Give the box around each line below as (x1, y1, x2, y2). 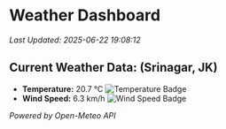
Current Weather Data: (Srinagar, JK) (9, 60, 219, 75)
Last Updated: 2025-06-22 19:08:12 (9, 34, 141, 45)
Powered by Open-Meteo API (9, 110, 117, 120)
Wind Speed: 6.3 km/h (21, 93, 105, 103)
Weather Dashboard (9, 5, 161, 26)
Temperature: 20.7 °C (21, 83, 104, 94)
